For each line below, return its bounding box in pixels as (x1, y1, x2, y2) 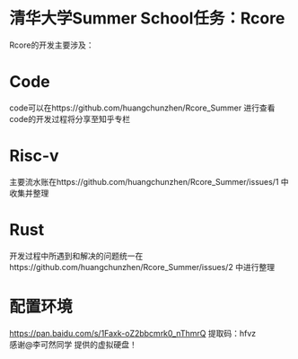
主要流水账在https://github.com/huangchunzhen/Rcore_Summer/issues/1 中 (9, 176, 289, 187)
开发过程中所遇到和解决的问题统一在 (9, 250, 144, 261)
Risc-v (9, 145, 60, 166)
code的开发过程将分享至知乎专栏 (9, 113, 131, 124)
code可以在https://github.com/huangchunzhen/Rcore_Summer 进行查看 (9, 102, 276, 113)
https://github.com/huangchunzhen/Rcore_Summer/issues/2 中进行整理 (9, 261, 276, 272)
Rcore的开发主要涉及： (9, 39, 94, 50)
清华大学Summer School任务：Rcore (9, 8, 285, 29)
